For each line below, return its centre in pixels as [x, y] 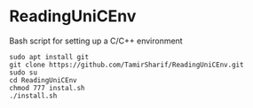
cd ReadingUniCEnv [43, 80]
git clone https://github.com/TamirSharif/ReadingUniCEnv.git [126, 65]
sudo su [24, 73]
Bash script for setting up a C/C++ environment [96, 41]
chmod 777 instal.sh [47, 88]
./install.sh [33, 96]
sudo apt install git [49, 57]
